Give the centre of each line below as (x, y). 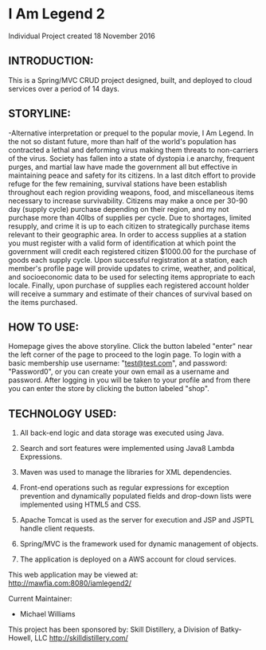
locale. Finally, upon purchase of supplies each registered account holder (129, 285)
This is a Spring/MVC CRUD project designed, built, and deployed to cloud (130, 80)
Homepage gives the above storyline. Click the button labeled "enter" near (131, 347)
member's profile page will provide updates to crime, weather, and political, (132, 268)
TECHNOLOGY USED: (63, 414)
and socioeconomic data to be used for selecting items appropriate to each (131, 276)
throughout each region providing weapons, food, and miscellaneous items (131, 192)
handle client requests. (57, 529)
